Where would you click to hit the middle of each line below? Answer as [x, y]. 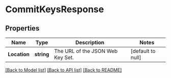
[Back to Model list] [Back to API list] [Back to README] [64, 70]
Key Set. [64, 57]
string [42, 54]
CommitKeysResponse [55, 9]
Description [90, 43]
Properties [22, 28]
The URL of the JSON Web [86, 51]
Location [19, 54]
